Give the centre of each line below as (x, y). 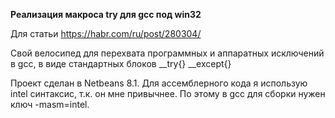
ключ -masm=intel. (50, 104)
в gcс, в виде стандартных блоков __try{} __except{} (121, 63)
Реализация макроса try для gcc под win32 (106, 14)
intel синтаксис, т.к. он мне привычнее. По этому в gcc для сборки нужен (168, 93)
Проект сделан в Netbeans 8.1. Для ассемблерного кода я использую (159, 83)
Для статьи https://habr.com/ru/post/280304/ (106, 33)
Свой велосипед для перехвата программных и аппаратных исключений (167, 53)
